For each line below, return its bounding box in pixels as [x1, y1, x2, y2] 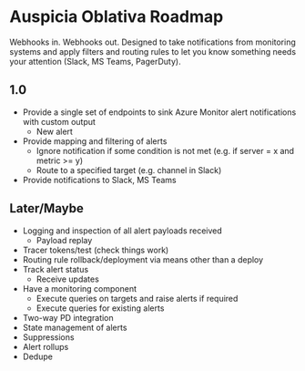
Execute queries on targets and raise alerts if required [36, 293, 239, 304]
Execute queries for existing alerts [36, 303, 165, 314]
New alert [36, 126, 73, 137]
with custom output [22, 116, 96, 127]
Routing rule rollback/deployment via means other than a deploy [22, 253, 264, 265]
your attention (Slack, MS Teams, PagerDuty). [9, 56, 181, 67]
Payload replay [36, 234, 93, 245]
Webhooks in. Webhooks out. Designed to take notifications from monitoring [9, 36, 296, 47]
